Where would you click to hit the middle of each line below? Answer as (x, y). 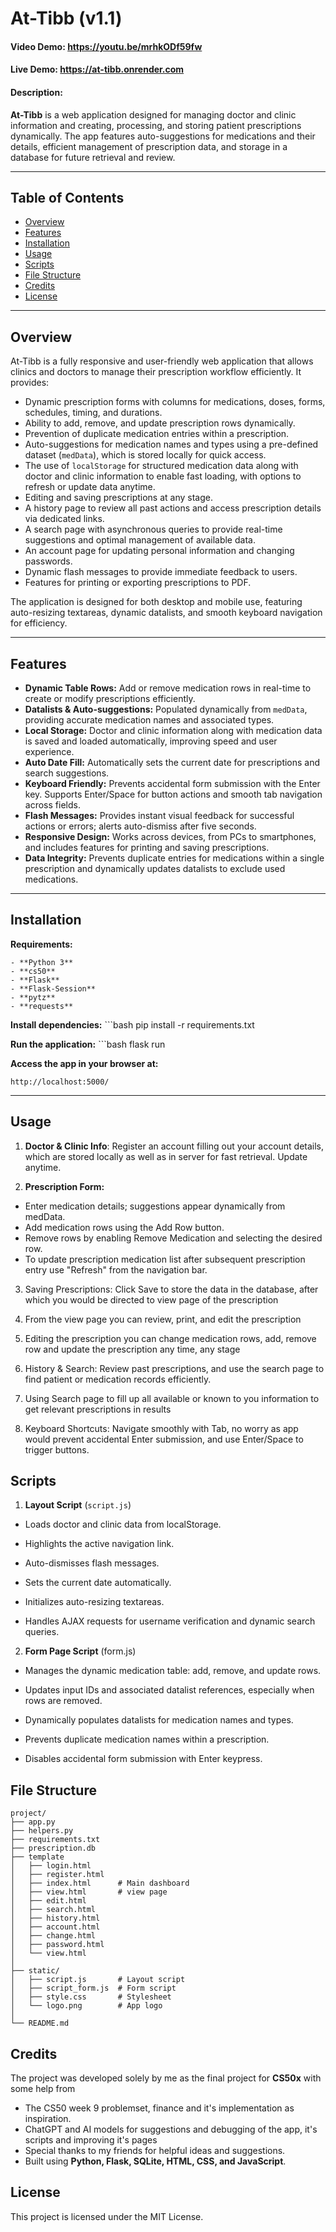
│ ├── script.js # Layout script (98, 1980)
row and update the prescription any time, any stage (132, 1349)
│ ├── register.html (57, 1875)
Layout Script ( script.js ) (78, 1505)
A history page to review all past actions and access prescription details (173, 508)
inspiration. (48, 2119)
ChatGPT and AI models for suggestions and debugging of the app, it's (171, 2129)
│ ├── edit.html (48, 1901)
